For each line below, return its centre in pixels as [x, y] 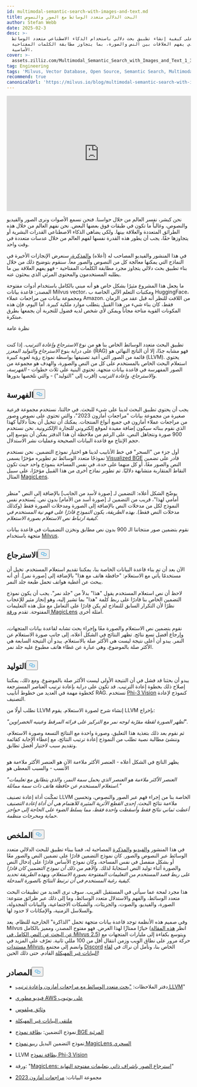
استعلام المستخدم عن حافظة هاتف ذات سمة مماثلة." [64, 786]
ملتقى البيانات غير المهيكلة [44, 1021]
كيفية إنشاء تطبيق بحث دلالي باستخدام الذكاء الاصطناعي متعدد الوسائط [97, 39]
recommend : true [26, 77]
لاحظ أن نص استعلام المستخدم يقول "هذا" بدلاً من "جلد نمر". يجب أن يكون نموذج [95, 593]
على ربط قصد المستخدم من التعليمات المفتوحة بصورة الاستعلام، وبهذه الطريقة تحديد [98, 874]
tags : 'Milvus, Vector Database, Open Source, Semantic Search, [87, 71]
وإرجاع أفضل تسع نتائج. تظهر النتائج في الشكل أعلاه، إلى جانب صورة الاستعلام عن [95, 634]
